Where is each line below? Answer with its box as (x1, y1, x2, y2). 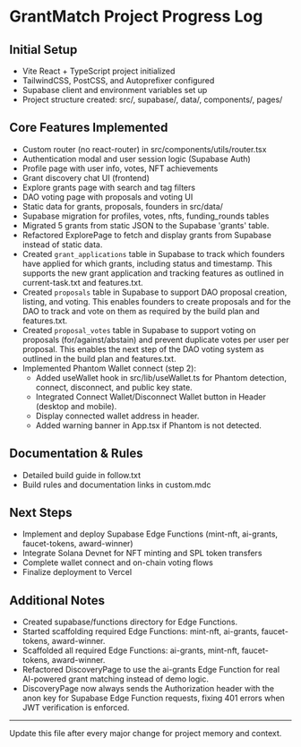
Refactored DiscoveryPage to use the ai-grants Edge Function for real (21, 665, 280, 675)
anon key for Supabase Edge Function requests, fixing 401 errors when (21, 692, 285, 704)
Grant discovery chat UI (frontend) (21, 172, 150, 183)
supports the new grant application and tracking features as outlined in (21, 267, 285, 279)
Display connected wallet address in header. (35, 410, 200, 421)
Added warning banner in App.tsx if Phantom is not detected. (35, 419, 262, 431)
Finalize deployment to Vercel (21, 567, 133, 578)
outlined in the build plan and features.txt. (21, 353, 176, 364)
